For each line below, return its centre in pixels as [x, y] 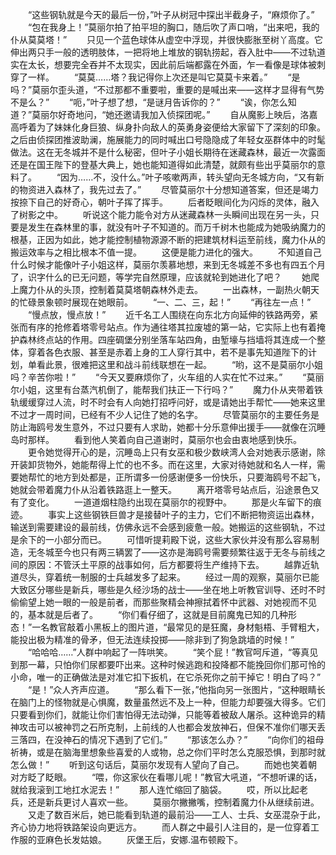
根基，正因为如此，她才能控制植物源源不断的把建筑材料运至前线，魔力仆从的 [168, 239]
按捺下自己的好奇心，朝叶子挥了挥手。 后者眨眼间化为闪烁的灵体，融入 [165, 202]
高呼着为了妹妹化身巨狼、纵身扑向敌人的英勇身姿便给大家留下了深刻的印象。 [168, 127]
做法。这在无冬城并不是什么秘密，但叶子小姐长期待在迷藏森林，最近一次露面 [168, 152]
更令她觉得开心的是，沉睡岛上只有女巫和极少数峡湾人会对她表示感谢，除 [176, 452]
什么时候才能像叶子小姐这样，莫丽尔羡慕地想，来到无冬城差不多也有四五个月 [168, 264]
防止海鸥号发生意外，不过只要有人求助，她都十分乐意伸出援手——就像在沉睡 [168, 427]
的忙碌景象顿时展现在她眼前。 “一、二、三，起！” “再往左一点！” [161, 302]
